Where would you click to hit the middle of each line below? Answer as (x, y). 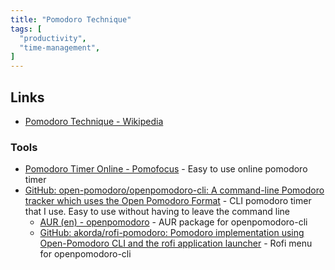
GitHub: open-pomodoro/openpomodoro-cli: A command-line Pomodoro (174, 190)
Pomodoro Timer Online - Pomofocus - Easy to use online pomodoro (166, 169)
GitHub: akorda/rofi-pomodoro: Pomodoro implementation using (172, 233)
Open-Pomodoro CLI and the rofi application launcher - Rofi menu (176, 243)
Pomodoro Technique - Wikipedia (94, 121)
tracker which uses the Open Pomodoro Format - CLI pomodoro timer (168, 201)
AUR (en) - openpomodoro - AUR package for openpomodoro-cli (173, 222)
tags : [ (26, 29)
